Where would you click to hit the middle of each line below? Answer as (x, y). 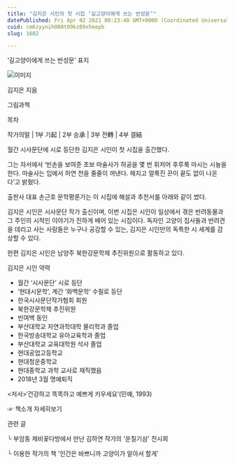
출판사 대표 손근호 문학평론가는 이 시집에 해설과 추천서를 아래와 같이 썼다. (107, 197)
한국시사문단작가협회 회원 (52, 300)
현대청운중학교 (37, 362)
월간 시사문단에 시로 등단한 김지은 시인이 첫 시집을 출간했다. (88, 150)
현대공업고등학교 (40, 353)
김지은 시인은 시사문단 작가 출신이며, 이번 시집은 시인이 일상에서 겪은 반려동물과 (115, 212)
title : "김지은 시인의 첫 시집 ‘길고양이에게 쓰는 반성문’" (82, 14)
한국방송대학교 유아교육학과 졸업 (62, 335)
